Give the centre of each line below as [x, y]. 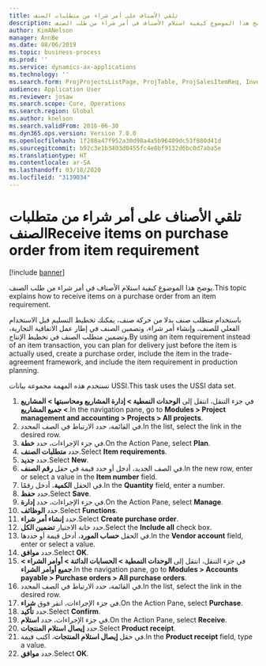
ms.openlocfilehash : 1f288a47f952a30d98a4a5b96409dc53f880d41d [115, 141]
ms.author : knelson [41, 119]
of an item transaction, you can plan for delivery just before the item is [123, 344]
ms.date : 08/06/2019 [43, 45]
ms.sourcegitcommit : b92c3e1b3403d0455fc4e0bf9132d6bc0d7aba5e [115, 148]
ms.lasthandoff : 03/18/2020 [55, 170]
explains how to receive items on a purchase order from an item [112, 296]
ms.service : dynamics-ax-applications [73, 67]
